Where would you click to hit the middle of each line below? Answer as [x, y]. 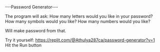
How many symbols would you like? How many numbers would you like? [78, 21]
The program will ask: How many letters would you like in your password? [79, 16]
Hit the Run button [23, 45]
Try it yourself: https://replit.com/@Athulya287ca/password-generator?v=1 [80, 40]
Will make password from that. [36, 31]
